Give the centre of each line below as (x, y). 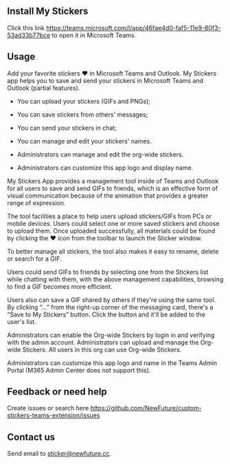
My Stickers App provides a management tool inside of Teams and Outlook (113, 181)
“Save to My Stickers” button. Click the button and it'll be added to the (106, 314)
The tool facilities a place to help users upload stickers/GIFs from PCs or (110, 216)
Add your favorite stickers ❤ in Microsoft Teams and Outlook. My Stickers (112, 73)
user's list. (22, 321)
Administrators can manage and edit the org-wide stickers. (100, 154)
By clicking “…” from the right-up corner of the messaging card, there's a (110, 307)
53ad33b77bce (29, 35)
